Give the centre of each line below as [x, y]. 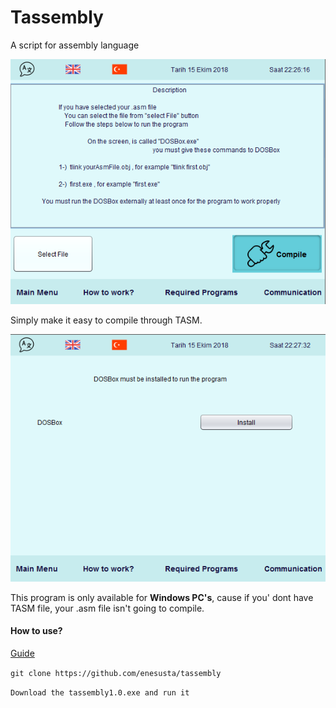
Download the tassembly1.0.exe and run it [100, 692]
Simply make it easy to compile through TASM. [106, 320]
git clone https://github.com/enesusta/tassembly [116, 673]
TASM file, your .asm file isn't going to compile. [107, 608]
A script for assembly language [75, 45]
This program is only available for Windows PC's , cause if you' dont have [162, 597]
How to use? [36, 631]
